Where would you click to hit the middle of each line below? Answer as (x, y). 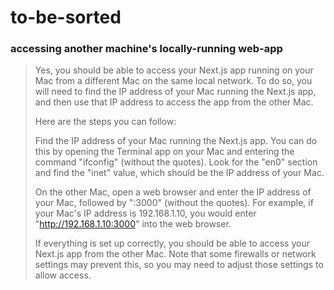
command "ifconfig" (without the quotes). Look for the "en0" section (176, 162)
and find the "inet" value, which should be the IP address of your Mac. (179, 173)
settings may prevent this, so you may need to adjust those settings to (179, 265)
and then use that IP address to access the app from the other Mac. (174, 102)
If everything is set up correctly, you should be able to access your (172, 243)
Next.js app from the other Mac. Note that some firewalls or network (175, 254)
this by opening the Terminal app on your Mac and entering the (164, 152)
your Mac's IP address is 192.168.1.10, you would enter (145, 213)
